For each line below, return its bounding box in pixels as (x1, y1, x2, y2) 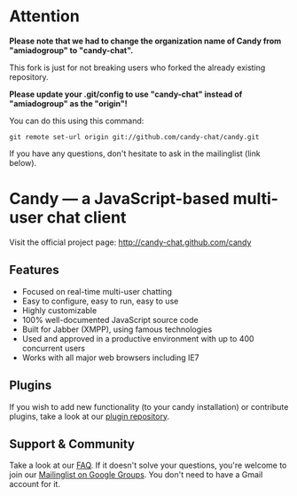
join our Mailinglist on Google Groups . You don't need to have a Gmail (9, 469, 263, 480)
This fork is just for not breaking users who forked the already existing (9, 62, 266, 73)
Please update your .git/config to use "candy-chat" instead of (9, 89, 243, 99)
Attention (9, 6, 80, 27)
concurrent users (21, 342, 86, 353)
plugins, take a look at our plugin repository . (9, 411, 170, 421)
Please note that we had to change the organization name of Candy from (9, 35, 282, 46)
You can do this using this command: (9, 115, 145, 126)
